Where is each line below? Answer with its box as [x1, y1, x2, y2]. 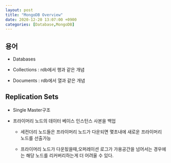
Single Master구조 [12, 107, 51, 113]
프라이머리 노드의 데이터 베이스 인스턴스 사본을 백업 [12, 117, 116, 124]
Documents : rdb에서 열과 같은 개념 [12, 77, 86, 84]
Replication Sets [5, 93, 59, 101]
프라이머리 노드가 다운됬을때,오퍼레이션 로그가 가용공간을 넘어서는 [20, 146, 153, 152]
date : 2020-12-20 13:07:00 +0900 [5, 17, 77, 22]
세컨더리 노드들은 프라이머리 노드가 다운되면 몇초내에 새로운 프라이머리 [20, 129, 162, 135]
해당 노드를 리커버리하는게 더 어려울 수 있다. [26, 152, 114, 158]
